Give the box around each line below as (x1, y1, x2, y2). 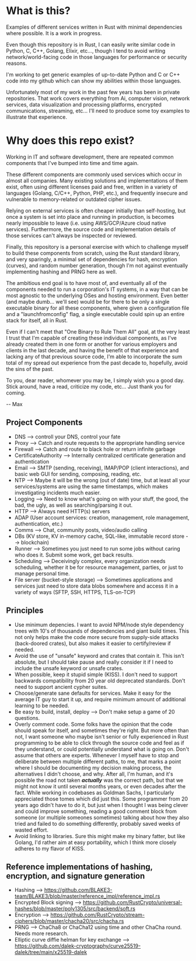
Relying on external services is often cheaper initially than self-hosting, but (6, 207, 186, 214)
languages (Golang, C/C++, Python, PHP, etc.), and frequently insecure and (6, 189, 188, 197)
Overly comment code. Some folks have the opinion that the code (14, 720, 173, 727)
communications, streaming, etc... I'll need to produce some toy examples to (6, 107, 190, 114)
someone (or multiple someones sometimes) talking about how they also (14, 814, 190, 821)
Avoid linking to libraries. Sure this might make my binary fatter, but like (14, 832, 185, 839)
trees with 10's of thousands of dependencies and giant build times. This (14, 627, 190, 634)
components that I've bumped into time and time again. (6, 159, 139, 166)
